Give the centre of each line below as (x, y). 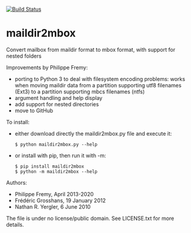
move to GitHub (34, 111)
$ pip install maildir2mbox (49, 166)
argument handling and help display (58, 97)
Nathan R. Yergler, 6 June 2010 (52, 207)
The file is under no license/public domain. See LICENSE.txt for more (90, 218)
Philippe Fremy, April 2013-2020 (54, 194)
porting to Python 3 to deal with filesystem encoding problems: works (100, 79)
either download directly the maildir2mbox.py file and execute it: (93, 133)
